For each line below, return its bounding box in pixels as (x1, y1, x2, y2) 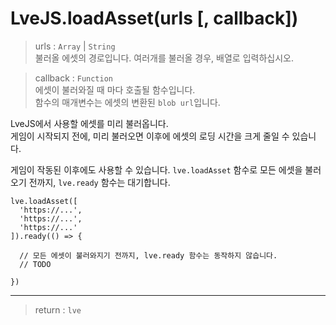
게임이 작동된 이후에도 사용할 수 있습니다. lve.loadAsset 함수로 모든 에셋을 (10, 163, 303, 176)
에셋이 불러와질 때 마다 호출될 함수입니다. (34, 83, 196, 96)
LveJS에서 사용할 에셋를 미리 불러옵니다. (10, 117, 169, 129)
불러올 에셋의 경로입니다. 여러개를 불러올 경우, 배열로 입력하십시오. (34, 52, 294, 64)
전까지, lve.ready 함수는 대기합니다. (28, 176, 171, 188)
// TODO (19, 259, 52, 269)
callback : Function (34, 72, 114, 84)
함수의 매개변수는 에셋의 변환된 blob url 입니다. (34, 96, 221, 108)
